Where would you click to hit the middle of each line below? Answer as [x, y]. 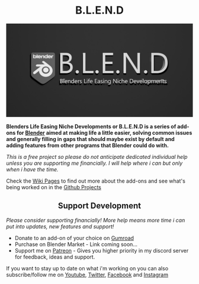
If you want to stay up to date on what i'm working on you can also [87, 268]
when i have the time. [32, 169]
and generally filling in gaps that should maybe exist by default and [90, 139]
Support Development [99, 206]
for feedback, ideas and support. [55, 257]
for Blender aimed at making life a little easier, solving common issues [105, 133]
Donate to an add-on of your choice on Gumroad [74, 238]
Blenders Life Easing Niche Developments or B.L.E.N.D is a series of [91, 126]
